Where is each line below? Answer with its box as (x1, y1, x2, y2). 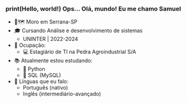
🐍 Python (22, 66, 45, 73)
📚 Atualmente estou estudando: (14, 57, 92, 64)
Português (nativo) (22, 84, 68, 91)
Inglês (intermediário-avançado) (22, 90, 101, 98)
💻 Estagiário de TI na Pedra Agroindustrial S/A (22, 49, 136, 56)
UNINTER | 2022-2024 (22, 36, 79, 43)
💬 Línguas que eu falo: (14, 78, 69, 85)
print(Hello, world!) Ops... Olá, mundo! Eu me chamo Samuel (5, 5, 182, 13)
